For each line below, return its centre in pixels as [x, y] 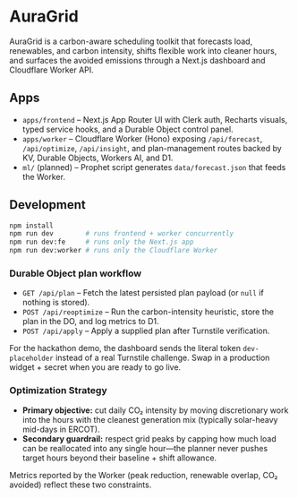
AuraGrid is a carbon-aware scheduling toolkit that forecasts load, [131, 41]
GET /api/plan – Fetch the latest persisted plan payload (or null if [143, 293]
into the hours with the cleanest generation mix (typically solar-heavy [150, 419]
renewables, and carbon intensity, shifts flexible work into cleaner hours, [143, 50]
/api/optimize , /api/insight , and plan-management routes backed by [152, 148]
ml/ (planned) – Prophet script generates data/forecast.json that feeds [154, 167]
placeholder [31, 359]
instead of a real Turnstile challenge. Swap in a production [162, 358]
